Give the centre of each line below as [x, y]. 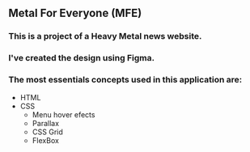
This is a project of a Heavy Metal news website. [105, 36]
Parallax [45, 123]
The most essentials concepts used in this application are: [125, 80]
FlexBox [45, 140]
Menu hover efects [64, 114]
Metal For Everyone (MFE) [75, 13]
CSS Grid [47, 132]
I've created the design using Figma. [82, 58]
